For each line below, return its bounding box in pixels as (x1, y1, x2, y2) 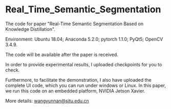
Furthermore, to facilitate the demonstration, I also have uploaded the (5, 77, 152, 83)
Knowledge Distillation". (5, 26, 55, 32)
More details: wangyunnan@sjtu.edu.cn (5, 98, 90, 104)
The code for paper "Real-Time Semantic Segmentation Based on (5, 21, 144, 27)
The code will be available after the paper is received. (5, 51, 119, 58)
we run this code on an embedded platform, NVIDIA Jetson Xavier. (5, 87, 145, 94)
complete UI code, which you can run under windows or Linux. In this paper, (5, 82, 166, 88)
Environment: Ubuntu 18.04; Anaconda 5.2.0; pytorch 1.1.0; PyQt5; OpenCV (5, 36, 163, 42)
